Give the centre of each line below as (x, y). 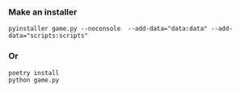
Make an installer (43, 12)
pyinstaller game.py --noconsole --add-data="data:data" (108, 29)
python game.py (34, 80)
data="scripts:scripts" (48, 36)
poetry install (34, 73)
